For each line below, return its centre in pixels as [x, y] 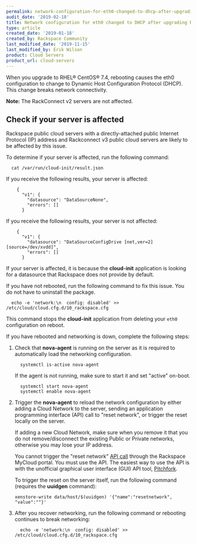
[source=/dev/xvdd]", [33, 247]
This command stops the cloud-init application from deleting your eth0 [92, 319]
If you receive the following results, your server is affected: [77, 179]
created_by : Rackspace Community [47, 39]
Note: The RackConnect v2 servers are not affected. [69, 101]
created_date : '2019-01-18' [40, 33]
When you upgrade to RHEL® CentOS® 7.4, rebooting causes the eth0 [90, 77]
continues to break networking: [52, 519]
